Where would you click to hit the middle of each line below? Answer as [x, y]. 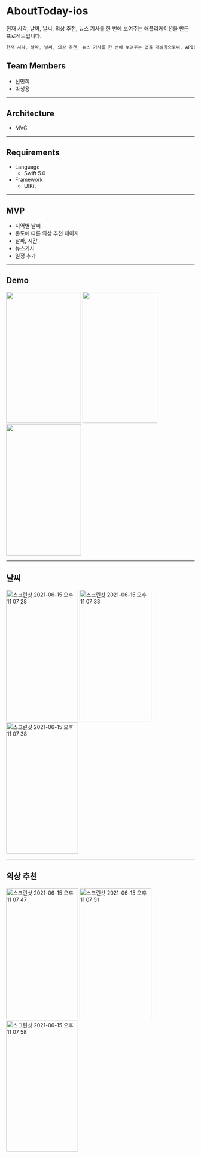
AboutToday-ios [47, 11]
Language [27, 167]
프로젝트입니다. [24, 36]
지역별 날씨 [28, 226]
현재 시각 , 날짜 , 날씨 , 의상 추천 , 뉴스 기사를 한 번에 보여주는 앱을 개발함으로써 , [95, 47]
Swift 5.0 [35, 173]
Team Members [36, 66]
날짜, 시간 [26, 241]
